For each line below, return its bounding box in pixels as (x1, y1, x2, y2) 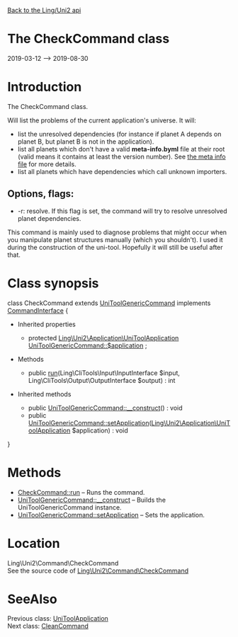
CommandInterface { (7, 306, 69, 314)
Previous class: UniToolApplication (7, 614, 108, 623)
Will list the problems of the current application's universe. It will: (7, 116, 197, 125)
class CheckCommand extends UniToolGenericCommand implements (7, 299, 211, 307)
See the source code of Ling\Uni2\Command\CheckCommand (7, 566, 189, 575)
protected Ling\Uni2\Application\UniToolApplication (28, 333, 179, 342)
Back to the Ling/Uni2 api (7, 6, 81, 14)
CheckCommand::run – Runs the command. (17, 488, 145, 496)
